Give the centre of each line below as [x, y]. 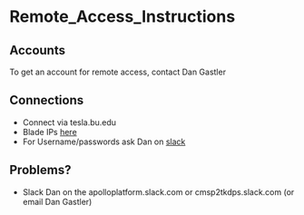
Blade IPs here [49, 132]
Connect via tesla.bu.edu [69, 122]
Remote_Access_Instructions [123, 17]
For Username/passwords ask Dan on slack [104, 142]
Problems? [40, 170]
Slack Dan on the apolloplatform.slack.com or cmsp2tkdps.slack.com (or [158, 191]
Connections [47, 100]
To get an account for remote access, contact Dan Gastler [118, 72]
